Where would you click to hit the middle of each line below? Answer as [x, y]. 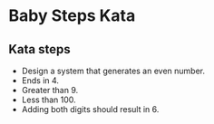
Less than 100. [49, 100]
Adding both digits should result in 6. [90, 109]
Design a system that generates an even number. [113, 71]
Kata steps [40, 49]
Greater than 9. [50, 90]
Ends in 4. [40, 81]
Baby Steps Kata [72, 16]
